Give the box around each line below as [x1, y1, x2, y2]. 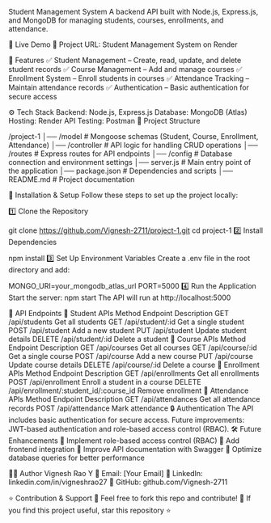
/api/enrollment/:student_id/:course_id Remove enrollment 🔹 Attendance [8, 386, 249, 395]
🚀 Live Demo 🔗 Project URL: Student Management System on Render [8, 40, 238, 49]
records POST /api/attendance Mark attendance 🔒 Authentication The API [8, 403, 254, 413]
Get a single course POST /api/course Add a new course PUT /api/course [8, 352, 253, 361]
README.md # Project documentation [8, 175, 135, 184]
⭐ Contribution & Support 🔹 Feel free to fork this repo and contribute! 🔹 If [8, 493, 252, 503]
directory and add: [8, 265, 70, 274]
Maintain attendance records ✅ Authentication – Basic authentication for [8, 82, 249, 92]
